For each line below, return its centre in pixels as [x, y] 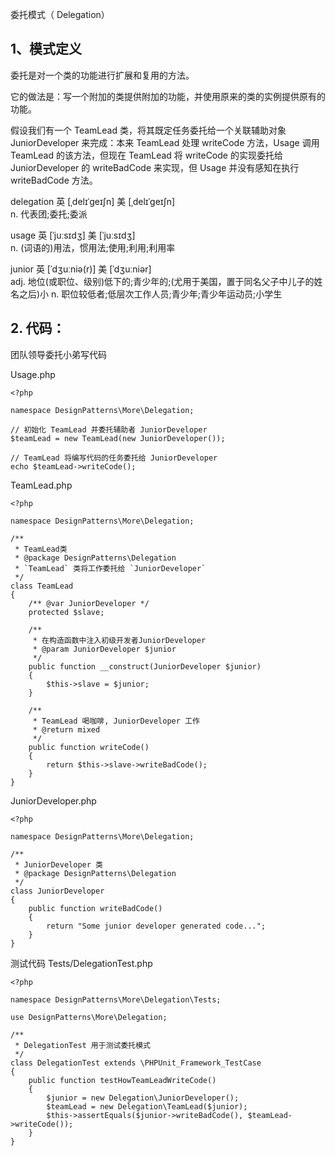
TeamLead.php [41, 485]
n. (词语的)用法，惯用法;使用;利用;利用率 [93, 247]
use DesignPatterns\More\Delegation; [89, 1017]
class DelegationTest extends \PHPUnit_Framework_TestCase [136, 1063]
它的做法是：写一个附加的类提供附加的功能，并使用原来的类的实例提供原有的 [168, 96]
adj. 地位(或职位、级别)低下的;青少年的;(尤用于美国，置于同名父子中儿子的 [162, 281]
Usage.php [33, 374]
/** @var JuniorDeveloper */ [89, 603]
